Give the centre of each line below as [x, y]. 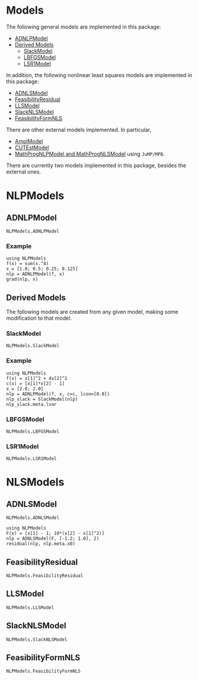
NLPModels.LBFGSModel [33, 432]
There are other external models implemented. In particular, [79, 130]
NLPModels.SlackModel [33, 346]
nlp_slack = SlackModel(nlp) [42, 399]
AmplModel [29, 141]
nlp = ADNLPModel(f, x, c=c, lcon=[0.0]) [58, 394]
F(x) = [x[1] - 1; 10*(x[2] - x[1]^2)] [55, 533]
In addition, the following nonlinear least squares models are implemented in [99, 75]
